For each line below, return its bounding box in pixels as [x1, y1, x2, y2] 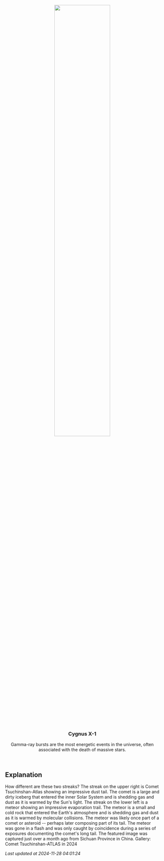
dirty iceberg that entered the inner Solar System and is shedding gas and [5, 794, 154, 800]
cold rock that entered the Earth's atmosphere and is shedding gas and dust [5, 810, 159, 816]
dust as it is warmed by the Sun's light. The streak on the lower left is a [5, 799, 148, 805]
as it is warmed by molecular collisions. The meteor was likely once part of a [5, 815, 159, 821]
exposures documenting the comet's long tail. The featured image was [5, 831, 148, 836]
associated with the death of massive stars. [38, 747, 126, 753]
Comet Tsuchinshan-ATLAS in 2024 [5, 841, 77, 847]
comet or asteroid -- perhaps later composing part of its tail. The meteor [5, 820, 151, 826]
